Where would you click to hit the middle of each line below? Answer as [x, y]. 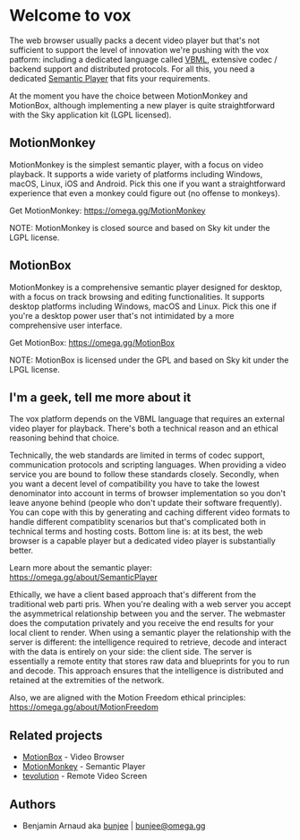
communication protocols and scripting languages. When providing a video [148, 465]
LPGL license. [34, 369]
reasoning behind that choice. [64, 438]
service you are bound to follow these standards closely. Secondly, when [144, 475]
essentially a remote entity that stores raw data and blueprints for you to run [150, 661]
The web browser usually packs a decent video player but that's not [135, 40]
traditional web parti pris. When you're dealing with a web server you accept [150, 604]
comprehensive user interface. [66, 325]
